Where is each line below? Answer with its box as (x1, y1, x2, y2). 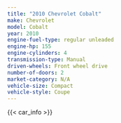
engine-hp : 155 (7, 43, 52, 50)
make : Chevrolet (7, 17, 55, 24)
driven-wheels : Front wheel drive (7, 63, 108, 70)
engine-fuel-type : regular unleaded (7, 37, 114, 44)
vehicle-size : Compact (7, 82, 73, 89)
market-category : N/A (7, 75, 71, 83)
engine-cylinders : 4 (7, 50, 68, 57)
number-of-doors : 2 (7, 69, 64, 76)
